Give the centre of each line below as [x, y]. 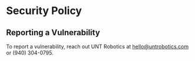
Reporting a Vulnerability [53, 33]
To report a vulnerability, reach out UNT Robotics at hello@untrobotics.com [97, 46]
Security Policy [44, 11]
